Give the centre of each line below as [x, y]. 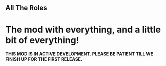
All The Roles [26, 8]
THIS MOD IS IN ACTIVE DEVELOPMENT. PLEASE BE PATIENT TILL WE [79, 54]
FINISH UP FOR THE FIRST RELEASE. [44, 59]
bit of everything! [42, 40]
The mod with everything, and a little [83, 30]
